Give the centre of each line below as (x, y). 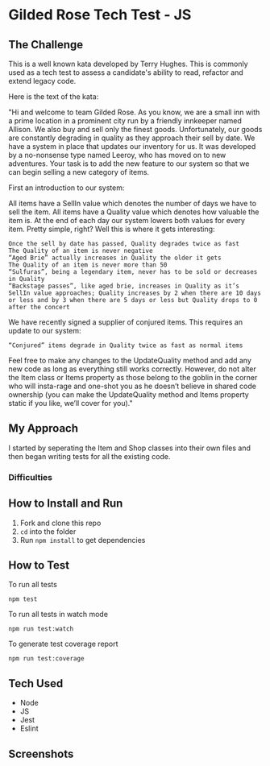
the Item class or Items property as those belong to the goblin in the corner (133, 377)
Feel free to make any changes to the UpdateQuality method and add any (130, 360)
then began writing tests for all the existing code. (89, 456)
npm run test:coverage (46, 659)
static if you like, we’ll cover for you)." (71, 403)
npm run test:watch (41, 629)
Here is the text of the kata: (54, 97)
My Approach (44, 429)
